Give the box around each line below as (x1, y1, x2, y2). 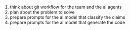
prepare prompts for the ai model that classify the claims (9, 15, 126, 20)
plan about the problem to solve (9, 9, 75, 15)
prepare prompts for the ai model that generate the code (9, 19, 125, 25)
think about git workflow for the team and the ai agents (9, 4, 122, 10)
